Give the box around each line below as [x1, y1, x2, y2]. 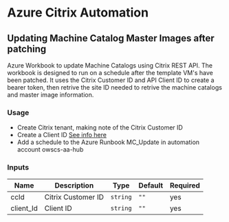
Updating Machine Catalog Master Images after [7, 32, 215, 44]
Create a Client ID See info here [17, 131, 107, 139]
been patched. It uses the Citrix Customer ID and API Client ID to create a [7, 76, 215, 84]
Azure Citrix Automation [7, 5, 149, 21]
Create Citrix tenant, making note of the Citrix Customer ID [17, 123, 184, 132]
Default [138, 181, 164, 190]
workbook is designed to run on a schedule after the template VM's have [7, 69, 213, 77]
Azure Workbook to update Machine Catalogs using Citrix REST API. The [7, 61, 213, 70]
